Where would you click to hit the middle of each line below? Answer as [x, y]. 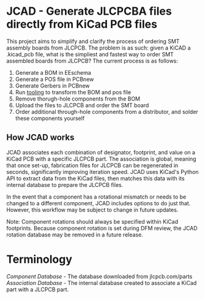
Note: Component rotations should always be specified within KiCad [92, 221]
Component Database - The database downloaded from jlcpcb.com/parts [99, 276]
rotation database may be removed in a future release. [75, 235]
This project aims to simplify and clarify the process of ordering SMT [93, 41]
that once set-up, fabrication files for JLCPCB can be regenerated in [92, 165]
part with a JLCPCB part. [38, 289]
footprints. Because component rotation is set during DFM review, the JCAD [102, 228]
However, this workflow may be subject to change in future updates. [92, 210]
